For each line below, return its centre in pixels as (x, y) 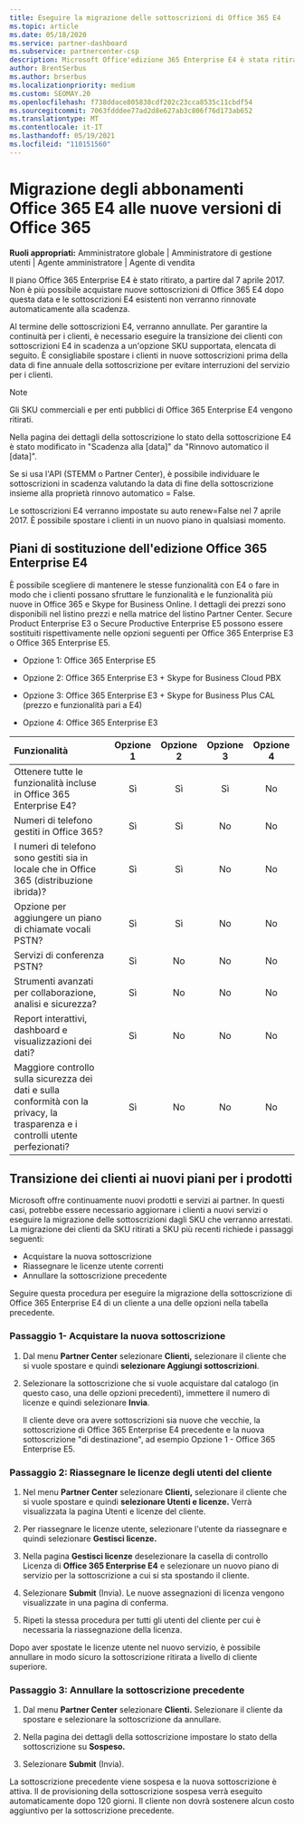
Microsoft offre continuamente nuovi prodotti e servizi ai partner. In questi (147, 1200)
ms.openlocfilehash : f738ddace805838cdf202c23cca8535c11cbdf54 (131, 102)
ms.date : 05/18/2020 (48, 34)
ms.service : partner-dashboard (68, 43)
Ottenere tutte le (48, 772)
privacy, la (36, 1112)
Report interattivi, (51, 1018)
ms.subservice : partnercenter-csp (75, 52)
